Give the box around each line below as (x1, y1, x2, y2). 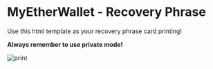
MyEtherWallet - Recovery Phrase (7, 4, 206, 20)
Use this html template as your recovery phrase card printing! (7, 27, 182, 35)
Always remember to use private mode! (7, 40, 123, 48)
